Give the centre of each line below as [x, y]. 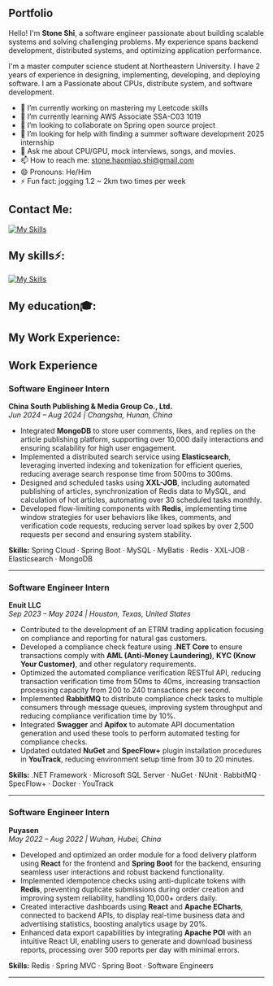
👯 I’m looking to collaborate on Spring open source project [118, 124]
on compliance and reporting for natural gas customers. [113, 639]
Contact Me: [41, 209]
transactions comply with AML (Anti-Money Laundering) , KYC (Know [138, 656]
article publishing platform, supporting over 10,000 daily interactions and [142, 439]
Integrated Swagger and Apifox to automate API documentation [128, 725]
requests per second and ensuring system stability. [106, 534]
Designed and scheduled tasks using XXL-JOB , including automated [135, 482]
